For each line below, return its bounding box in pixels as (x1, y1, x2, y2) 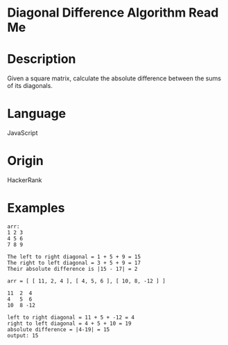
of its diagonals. (7, 82, 53, 90)
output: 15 (7, 332, 39, 339)
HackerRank (7, 176, 43, 184)
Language (7, 106, 67, 122)
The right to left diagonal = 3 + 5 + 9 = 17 (7, 259, 141, 266)
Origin (7, 153, 44, 169)
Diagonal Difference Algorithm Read (7, 5, 219, 21)
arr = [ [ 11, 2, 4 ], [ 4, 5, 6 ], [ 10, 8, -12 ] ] (7, 277, 166, 285)
